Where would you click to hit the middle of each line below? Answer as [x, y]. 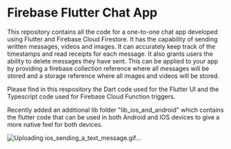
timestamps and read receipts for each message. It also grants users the [110, 54]
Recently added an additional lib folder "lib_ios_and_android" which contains [115, 110]
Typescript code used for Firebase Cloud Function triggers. [91, 96]
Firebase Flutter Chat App [82, 13]
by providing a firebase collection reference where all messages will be [108, 68]
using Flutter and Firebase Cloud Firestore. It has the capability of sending [112, 39]
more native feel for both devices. [55, 124]
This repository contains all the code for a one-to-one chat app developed [113, 32]
